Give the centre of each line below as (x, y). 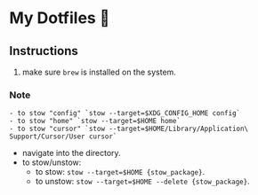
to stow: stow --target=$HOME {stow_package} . (120, 172)
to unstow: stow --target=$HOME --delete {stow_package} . (143, 182)
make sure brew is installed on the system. (99, 72)
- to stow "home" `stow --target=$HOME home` (95, 121)
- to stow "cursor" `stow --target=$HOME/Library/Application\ (129, 129)
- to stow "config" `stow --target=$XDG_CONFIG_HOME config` (125, 113)
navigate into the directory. (72, 153)
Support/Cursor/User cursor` (63, 136)
